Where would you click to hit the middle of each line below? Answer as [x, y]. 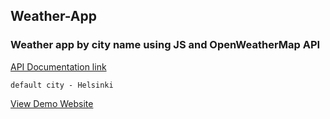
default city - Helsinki [62, 85]
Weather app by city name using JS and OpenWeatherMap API [165, 45]
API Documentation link [58, 66]
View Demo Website [52, 103]
